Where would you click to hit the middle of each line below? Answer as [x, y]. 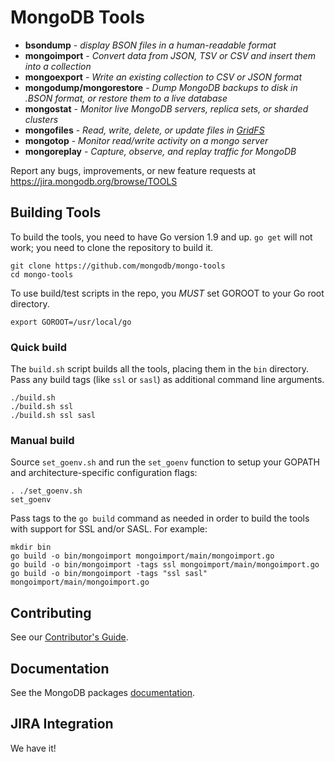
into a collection [58, 66]
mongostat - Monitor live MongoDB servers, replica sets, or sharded [166, 108]
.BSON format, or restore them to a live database [126, 98]
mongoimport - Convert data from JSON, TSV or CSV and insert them [170, 55]
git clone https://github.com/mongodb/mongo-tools [118, 266]
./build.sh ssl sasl [53, 416]
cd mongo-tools [42, 274]
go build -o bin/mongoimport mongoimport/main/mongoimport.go [142, 556]
